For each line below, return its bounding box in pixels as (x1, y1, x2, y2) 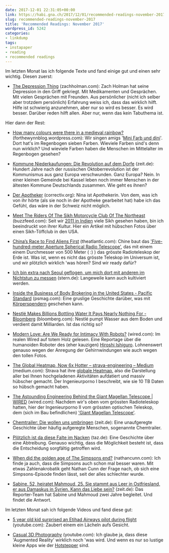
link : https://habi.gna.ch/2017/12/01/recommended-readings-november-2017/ (5, 12, 167, 17)
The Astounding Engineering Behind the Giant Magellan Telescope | (12, 394, 153, 400)
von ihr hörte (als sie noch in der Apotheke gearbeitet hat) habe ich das (12, 197, 161, 203)
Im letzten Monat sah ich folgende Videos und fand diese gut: (5, 507, 133, 513)
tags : (5, 40, 17, 45)
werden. (12, 281, 30, 287)
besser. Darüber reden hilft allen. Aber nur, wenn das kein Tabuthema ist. (12, 110, 164, 116)
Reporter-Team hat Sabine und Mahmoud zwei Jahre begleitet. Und (12, 491, 152, 497)
